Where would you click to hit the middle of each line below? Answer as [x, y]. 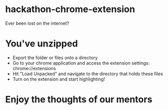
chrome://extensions [34, 68]
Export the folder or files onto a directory [55, 58]
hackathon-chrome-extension [70, 9]
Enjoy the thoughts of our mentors [79, 100]
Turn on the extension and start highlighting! [59, 79]
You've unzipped [42, 44]
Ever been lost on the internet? [37, 23]
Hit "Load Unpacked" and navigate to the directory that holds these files [88, 74]
